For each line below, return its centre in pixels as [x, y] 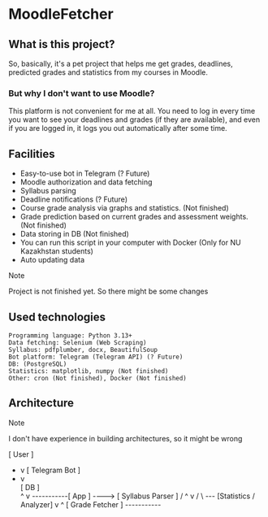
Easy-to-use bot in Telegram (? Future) [85, 174]
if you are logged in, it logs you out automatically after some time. [118, 128]
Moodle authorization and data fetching [86, 182]
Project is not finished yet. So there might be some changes [108, 291]
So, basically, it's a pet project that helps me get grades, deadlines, [121, 63]
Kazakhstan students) [56, 251]
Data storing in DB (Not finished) [75, 234]
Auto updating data [52, 260]
